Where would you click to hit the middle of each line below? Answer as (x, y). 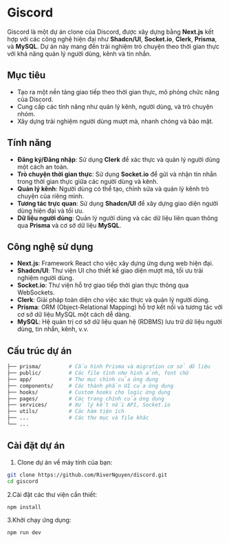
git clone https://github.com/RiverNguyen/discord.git (87, 475)
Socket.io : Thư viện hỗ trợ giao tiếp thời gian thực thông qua (103, 285)
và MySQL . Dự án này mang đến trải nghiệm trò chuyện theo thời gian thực (113, 46)
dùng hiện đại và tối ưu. (50, 211)
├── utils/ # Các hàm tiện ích (66, 412)
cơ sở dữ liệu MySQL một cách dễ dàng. (74, 315)
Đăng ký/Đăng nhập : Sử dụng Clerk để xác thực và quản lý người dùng (118, 159)
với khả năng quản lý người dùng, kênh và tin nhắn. (79, 54)
